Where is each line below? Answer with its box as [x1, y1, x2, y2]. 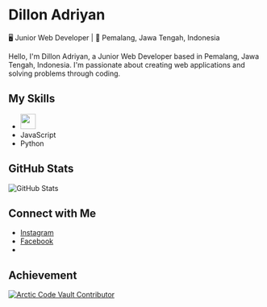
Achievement [8, 268, 77, 282]
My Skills [8, 92, 56, 106]
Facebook [19, 236, 54, 247]
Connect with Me [8, 206, 97, 220]
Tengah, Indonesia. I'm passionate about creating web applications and [8, 60, 245, 69]
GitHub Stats [8, 162, 74, 176]
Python [19, 139, 44, 148]
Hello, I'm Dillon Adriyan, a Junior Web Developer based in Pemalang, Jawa [8, 51, 260, 61]
